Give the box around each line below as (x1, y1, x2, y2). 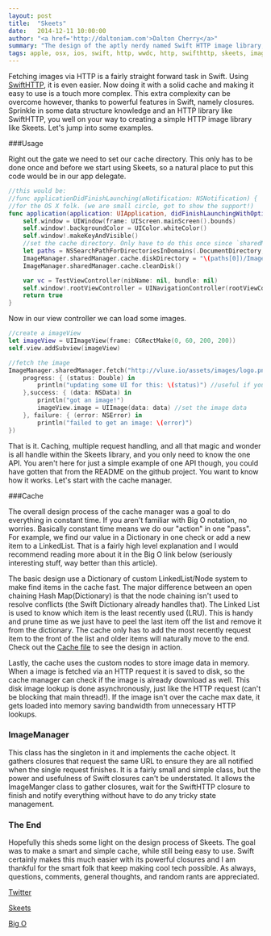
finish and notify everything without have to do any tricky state (8, 790, 216, 800)
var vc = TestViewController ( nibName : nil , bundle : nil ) (23, 276, 219, 285)
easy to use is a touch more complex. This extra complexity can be (8, 89, 231, 98)
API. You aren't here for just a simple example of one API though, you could (8, 458, 259, 468)
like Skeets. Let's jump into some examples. (8, 123, 154, 132)
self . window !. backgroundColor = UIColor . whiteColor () (23, 224, 207, 232)
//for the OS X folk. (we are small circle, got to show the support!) (8, 202, 254, 210)
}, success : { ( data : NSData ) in (23, 389, 131, 397)
